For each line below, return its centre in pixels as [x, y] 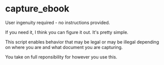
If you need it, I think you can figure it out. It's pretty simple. [67, 32]
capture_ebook [37, 9]
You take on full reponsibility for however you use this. [61, 57]
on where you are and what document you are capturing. [64, 47]
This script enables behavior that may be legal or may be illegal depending [82, 42]
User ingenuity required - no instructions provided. [58, 22]
